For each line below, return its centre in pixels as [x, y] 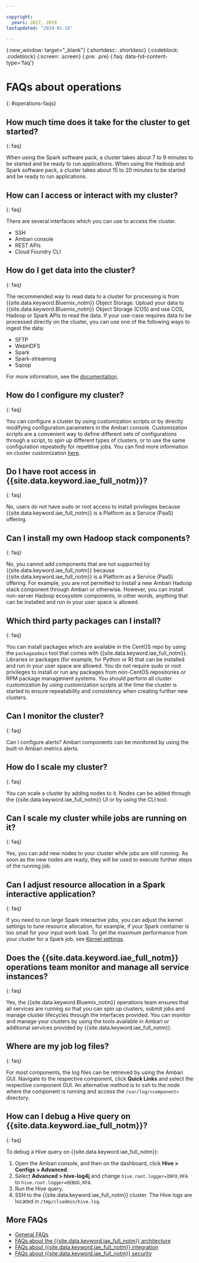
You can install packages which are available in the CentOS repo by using [96, 647]
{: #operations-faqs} [31, 103]
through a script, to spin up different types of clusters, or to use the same [96, 440]
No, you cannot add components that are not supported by [78, 564]
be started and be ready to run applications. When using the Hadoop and [96, 164]
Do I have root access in [51, 471]
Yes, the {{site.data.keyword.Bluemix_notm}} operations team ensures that [97, 1002]
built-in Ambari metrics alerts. [42, 748]
